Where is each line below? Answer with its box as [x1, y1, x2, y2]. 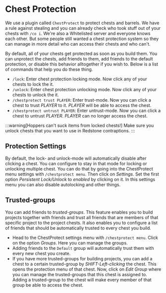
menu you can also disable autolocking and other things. [5, 181, 120, 187]
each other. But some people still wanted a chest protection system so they [5, 36, 159, 42]
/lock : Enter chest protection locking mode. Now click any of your [12, 76, 147, 82]
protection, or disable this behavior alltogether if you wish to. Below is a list [5, 61, 159, 67]
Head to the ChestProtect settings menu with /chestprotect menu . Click [12, 234, 159, 240]
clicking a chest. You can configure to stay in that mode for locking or [5, 160, 147, 167]
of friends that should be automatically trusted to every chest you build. [5, 225, 151, 231]
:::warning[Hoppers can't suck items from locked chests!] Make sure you [5, 122, 154, 128]
